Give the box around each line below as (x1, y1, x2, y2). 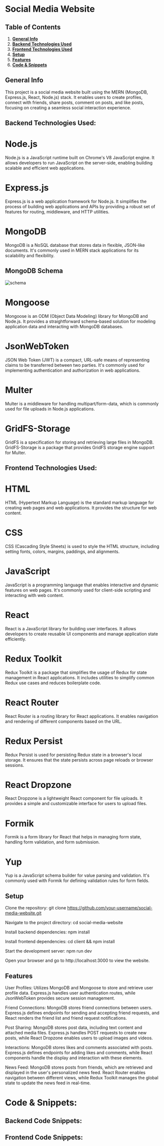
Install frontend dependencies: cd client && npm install (5, 939, 115, 945)
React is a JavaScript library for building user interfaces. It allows (5, 625, 136, 631)
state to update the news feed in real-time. (5, 1080, 91, 1086)
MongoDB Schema (5, 267, 63, 275)
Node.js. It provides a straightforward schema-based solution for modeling (5, 318, 156, 324)
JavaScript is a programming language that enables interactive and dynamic (5, 582, 159, 588)
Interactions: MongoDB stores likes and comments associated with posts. (5, 1044, 153, 1050)
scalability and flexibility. (5, 253, 55, 259)
